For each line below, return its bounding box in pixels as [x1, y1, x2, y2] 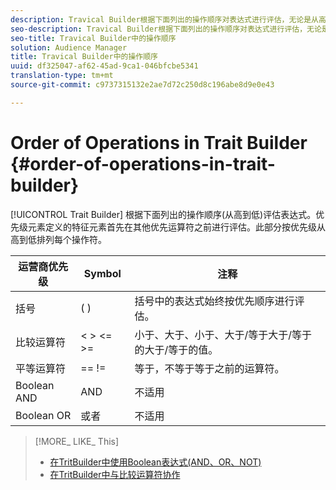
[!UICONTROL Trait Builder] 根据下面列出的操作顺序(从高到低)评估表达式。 [10, 208, 317, 220]
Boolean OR [15, 408, 72, 422]
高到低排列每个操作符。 [10, 233, 107, 245]
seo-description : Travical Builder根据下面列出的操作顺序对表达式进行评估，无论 [10, 24, 322, 34]
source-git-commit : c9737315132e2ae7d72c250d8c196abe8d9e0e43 [10, 80, 275, 90]
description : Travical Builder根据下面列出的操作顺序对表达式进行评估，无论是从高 [10, 14, 327, 25]
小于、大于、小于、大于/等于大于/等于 [134, 327, 312, 341]
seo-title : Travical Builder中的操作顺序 [10, 33, 177, 43]
